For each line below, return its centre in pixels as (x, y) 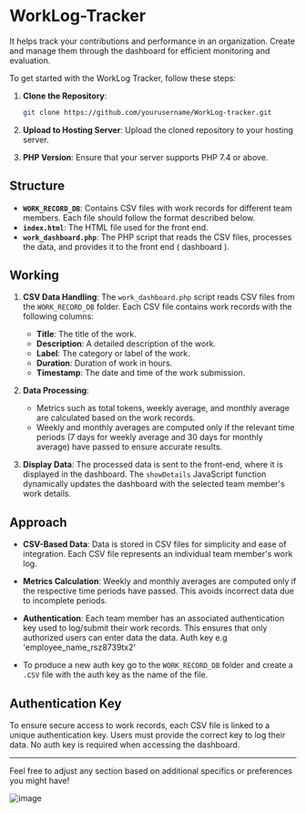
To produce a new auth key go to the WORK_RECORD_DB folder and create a (158, 665)
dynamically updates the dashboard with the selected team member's (153, 484)
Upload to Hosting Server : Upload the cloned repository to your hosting (158, 129)
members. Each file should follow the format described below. (139, 217)
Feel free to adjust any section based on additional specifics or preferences (151, 771)
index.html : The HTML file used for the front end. (115, 227)
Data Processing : (56, 391)
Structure (37, 186)
